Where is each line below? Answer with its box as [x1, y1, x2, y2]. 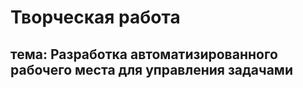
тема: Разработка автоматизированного [10, 46, 278, 63]
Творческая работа [10, 6, 181, 29]
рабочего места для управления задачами [10, 61, 293, 78]
